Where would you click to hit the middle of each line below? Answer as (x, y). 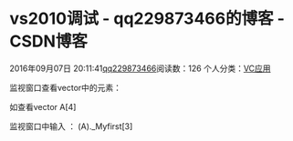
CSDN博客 (49, 41)
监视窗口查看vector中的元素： (65, 87)
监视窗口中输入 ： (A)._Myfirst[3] (71, 126)
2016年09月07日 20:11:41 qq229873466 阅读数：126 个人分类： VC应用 (140, 68)
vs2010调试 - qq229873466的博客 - (147, 19)
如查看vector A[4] (43, 106)
